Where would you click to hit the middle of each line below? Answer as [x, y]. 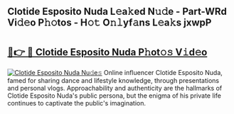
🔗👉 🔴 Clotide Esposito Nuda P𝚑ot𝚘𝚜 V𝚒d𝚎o [107, 52]
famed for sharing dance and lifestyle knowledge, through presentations [113, 80]
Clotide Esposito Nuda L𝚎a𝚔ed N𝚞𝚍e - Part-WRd [117, 12]
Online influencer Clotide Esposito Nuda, [163, 73]
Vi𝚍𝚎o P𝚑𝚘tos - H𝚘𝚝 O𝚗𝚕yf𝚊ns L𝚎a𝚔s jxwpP [110, 23]
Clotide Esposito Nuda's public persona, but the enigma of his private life [115, 96]
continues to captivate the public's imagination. [76, 103]
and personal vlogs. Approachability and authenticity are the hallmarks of [115, 88]
